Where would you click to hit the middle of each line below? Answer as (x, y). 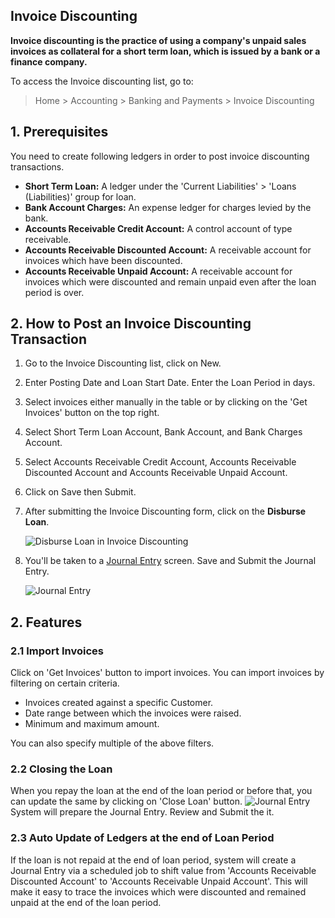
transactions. (37, 166)
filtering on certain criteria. (65, 683)
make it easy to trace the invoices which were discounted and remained (158, 891)
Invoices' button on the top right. (92, 413)
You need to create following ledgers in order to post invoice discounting (160, 156)
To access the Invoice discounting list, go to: (102, 81)
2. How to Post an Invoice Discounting (131, 324)
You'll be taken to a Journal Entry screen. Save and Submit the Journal (170, 561)
